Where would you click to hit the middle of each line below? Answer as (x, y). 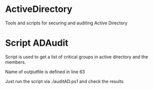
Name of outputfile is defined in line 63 (45, 72)
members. (16, 62)
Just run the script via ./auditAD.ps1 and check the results (64, 81)
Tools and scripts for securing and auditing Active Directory (67, 23)
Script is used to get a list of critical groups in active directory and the (77, 57)
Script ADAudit (37, 43)
